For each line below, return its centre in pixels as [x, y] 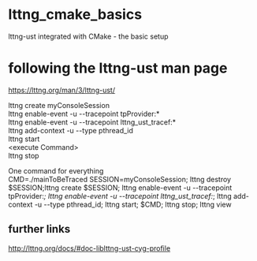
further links [39, 229]
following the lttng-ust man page [118, 68]
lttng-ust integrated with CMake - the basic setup [88, 36]
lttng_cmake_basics [75, 15]
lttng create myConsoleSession [59, 105]
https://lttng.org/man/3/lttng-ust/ [62, 90]
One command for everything [56, 170]
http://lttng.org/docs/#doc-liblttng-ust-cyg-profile [89, 248]
